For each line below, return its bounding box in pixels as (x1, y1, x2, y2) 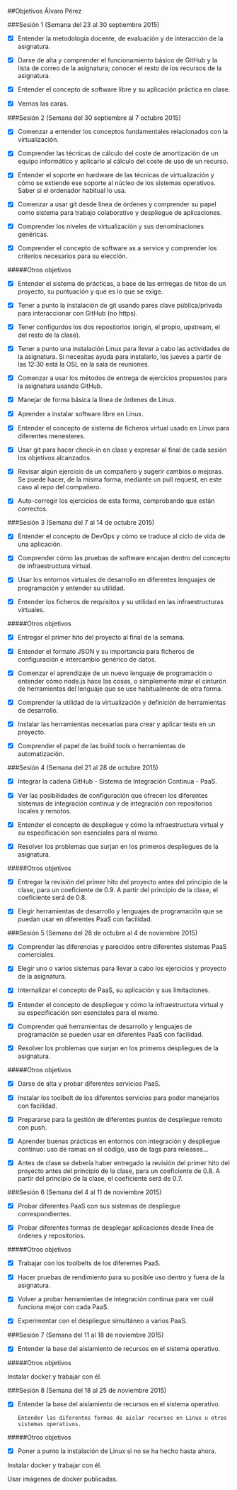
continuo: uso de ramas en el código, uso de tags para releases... (17, 1145, 209, 1153)
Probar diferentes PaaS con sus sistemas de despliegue (17, 1202, 180, 1210)
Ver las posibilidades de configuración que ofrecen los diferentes (17, 791, 209, 799)
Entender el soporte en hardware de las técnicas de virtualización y (17, 171, 214, 179)
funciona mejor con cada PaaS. (17, 1303, 110, 1311)
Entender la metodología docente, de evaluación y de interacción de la (17, 34, 224, 43)
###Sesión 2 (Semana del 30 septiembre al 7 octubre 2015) (7, 113, 182, 122)
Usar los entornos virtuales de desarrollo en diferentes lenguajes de (17, 575, 216, 584)
